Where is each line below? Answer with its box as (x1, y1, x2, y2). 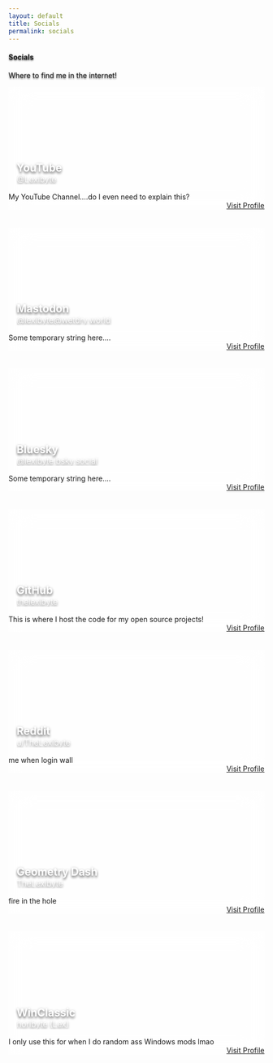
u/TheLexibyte (16, 737, 71, 748)
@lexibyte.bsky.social (16, 455, 98, 466)
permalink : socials (8, 27, 75, 35)
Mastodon (16, 302, 70, 316)
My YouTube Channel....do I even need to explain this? (8, 192, 190, 202)
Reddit (16, 724, 50, 738)
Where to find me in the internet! (8, 70, 118, 80)
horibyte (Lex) (16, 1018, 69, 1030)
